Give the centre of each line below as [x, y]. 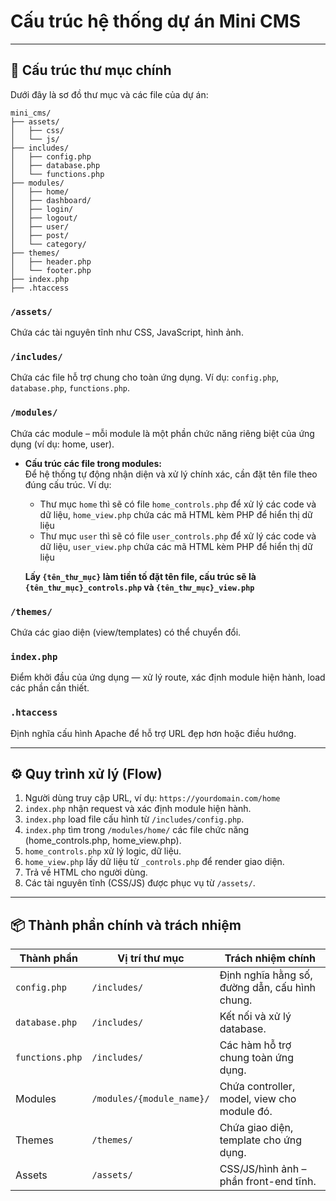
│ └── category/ [48, 244]
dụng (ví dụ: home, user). [62, 444]
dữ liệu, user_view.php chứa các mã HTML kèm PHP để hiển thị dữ [176, 546]
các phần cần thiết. [50, 688]
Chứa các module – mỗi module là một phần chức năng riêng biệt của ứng [162, 433]
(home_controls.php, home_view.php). [103, 841]
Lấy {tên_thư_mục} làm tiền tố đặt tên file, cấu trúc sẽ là [140, 576]
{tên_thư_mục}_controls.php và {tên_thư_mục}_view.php [139, 587]
